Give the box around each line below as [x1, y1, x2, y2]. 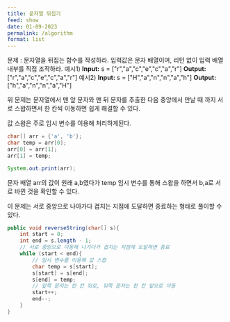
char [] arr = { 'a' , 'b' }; [7, 133, 82, 140]
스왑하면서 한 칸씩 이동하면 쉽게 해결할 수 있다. [14, 104, 141, 113]
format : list [7, 36, 45, 43]
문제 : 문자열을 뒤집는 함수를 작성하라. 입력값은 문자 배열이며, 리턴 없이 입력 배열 [7, 56, 224, 65]
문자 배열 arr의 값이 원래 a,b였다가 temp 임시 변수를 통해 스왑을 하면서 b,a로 [7, 178, 214, 186]
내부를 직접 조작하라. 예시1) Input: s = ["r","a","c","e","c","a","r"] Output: [7, 65, 206, 73]
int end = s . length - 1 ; [19, 237, 92, 244]
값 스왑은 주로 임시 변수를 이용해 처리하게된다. [7, 119, 132, 127]
